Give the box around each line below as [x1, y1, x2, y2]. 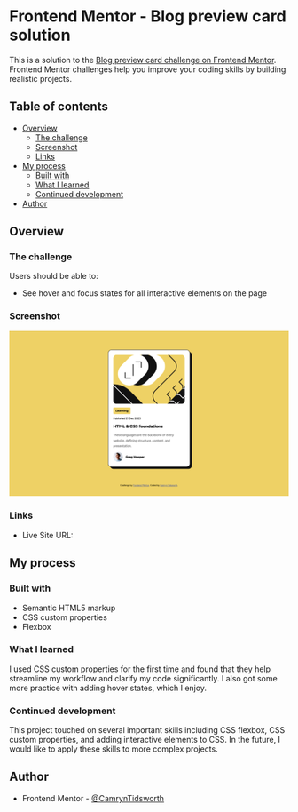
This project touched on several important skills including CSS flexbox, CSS [9, 725, 286, 736]
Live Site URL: [21, 529, 74, 540]
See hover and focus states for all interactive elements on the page [21, 288, 268, 299]
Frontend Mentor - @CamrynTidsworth [21, 792, 165, 803]
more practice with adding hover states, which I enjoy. [9, 682, 207, 693]
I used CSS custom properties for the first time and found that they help [9, 664, 271, 674]
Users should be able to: [9, 271, 99, 282]
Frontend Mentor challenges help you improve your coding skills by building [9, 64, 286, 75]
